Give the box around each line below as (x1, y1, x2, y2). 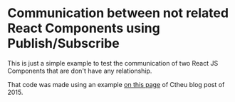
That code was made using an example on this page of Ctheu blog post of (7, 80, 225, 88)
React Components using (7, 20, 160, 36)
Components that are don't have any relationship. (7, 66, 152, 75)
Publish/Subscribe (7, 36, 120, 51)
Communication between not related (7, 5, 229, 21)
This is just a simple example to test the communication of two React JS (7, 58, 219, 67)
